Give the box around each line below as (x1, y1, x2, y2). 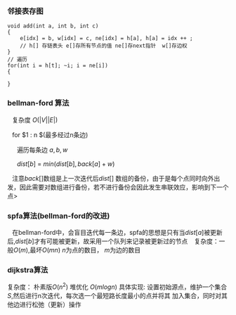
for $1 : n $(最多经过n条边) (11, 130, 88, 139)
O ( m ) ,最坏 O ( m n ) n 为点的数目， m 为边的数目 (13, 245, 141, 254)
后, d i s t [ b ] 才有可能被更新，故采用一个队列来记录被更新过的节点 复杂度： (7, 237, 219, 245)
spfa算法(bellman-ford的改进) (7, 211, 110, 221)
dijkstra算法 (7, 265, 48, 275)
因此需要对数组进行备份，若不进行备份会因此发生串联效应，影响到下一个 (19, 183, 229, 191)
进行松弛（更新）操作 (19, 300, 81, 309)
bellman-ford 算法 (7, 98, 70, 108)
